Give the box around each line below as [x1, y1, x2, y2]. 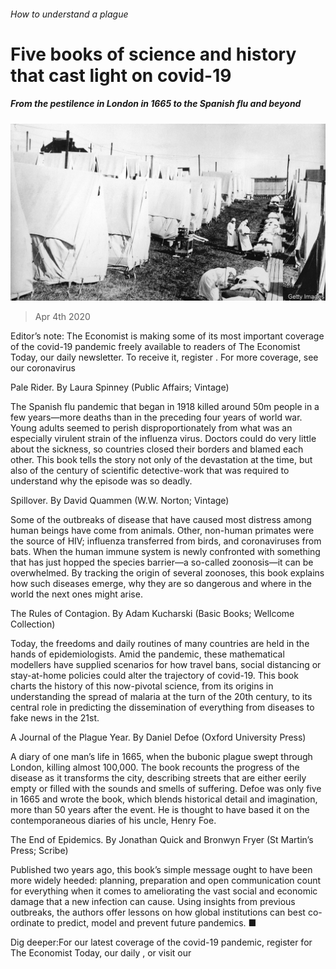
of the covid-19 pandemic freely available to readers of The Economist [10, 341, 301, 353]
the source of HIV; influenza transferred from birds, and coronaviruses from [10, 535, 322, 547]
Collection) [10, 618, 56, 630]
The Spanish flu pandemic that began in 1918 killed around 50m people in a [10, 401, 320, 413]
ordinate [10, 917, 45, 929]
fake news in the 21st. [10, 712, 100, 724]
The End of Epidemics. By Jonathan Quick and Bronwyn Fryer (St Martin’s [10, 834, 314, 846]
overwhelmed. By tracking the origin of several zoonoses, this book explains [10, 567, 325, 579]
